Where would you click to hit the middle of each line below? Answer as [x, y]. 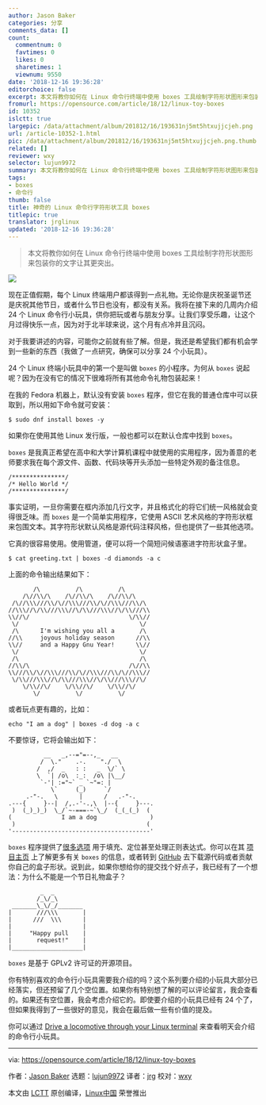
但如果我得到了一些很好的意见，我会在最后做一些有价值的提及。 [112, 1009]
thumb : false [30, 200]
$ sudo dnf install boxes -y [56, 420]
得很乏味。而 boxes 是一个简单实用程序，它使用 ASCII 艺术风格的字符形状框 [131, 517]
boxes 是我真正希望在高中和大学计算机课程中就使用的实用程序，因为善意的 [129, 452]
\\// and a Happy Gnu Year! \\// [79, 645]
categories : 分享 [36, 23]
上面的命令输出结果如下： [50, 574]
